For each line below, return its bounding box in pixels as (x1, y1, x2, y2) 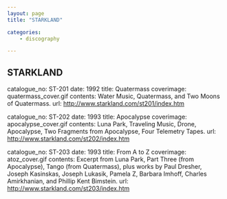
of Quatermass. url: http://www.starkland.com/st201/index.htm (7, 99, 184, 108)
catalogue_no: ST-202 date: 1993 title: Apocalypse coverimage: (7, 113, 187, 121)
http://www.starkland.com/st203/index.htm (7, 185, 130, 193)
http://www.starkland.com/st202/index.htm (7, 134, 130, 143)
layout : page (7, 10, 45, 17)
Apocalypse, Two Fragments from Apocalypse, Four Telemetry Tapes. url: (7, 128, 217, 136)
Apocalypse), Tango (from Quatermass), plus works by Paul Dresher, (7, 163, 202, 171)
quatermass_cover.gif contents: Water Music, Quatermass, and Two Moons (7, 92, 220, 100)
